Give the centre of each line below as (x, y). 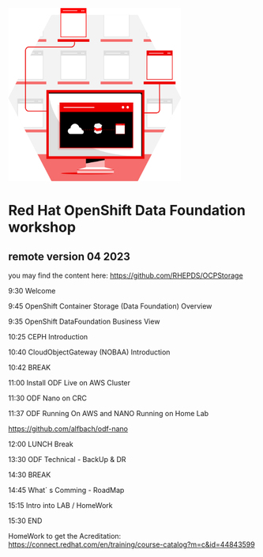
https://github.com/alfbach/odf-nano (68, 429)
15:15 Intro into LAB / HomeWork (60, 505)
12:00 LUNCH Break (41, 444)
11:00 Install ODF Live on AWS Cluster (70, 383)
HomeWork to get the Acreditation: (65, 536)
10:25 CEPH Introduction (48, 337)
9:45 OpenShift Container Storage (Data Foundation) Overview (110, 306)
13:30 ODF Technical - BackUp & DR (67, 459)
